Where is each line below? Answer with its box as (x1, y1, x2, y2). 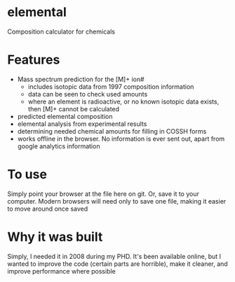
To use (7, 167, 48, 183)
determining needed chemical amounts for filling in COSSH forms (17, 127, 207, 135)
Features (7, 52, 60, 68)
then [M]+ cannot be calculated (27, 104, 120, 113)
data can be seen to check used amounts (27, 90, 148, 98)
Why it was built (7, 229, 103, 245)
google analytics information (17, 141, 100, 150)
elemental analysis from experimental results (17, 120, 147, 128)
